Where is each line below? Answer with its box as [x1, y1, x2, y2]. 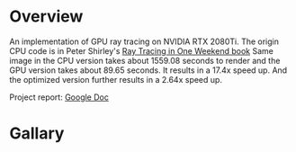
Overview [9, 6, 84, 27]
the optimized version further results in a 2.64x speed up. [9, 74, 223, 85]
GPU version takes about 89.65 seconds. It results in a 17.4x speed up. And [9, 65, 288, 76]
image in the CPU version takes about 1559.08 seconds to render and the [9, 55, 281, 66]
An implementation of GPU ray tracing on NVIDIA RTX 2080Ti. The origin [9, 36, 279, 47]
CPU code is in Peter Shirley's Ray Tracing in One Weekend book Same [9, 45, 274, 56]
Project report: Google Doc [9, 92, 110, 103]
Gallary [9, 123, 65, 144]
